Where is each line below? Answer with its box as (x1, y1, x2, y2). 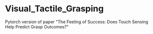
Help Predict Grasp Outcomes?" (5, 24, 69, 29)
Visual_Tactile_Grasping (5, 3, 104, 14)
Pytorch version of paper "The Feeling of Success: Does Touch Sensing (5, 19, 149, 25)
